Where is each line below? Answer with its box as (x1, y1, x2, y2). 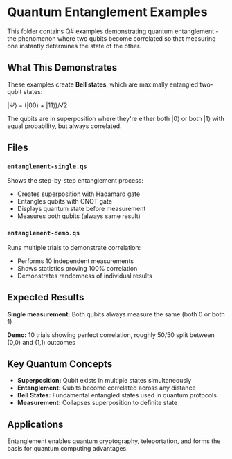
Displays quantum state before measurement (17, 205, 146, 213)
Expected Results (7, 291, 84, 303)
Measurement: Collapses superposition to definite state (17, 399, 178, 407)
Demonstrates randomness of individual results (17, 271, 152, 280)
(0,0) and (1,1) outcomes (7, 338, 76, 346)
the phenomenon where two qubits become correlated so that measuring (7, 34, 216, 42)
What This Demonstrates (7, 62, 118, 73)
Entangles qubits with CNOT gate (17, 197, 113, 206)
